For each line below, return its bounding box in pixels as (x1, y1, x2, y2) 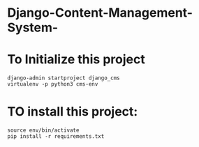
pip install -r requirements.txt (7, 133, 105, 140)
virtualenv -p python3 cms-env (7, 81, 98, 88)
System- (7, 20, 59, 36)
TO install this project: (7, 104, 138, 120)
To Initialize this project (7, 52, 145, 68)
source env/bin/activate (7, 127, 80, 134)
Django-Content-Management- (7, 5, 193, 21)
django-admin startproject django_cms (7, 75, 120, 82)
